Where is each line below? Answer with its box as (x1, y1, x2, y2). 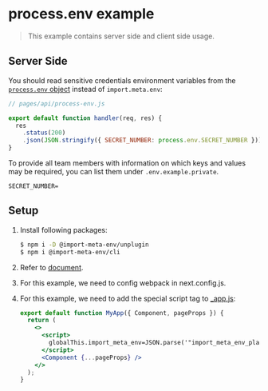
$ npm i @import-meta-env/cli (19, 248, 121, 256)
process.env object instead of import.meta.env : (8, 84, 163, 94)
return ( (27, 317, 57, 325)
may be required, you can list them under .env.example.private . (8, 167, 219, 176)
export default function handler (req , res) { (8, 114, 162, 122)
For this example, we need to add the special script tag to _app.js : (19, 293, 236, 303)
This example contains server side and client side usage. (27, 31, 215, 41)
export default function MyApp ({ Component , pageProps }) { (19, 309, 224, 317)
